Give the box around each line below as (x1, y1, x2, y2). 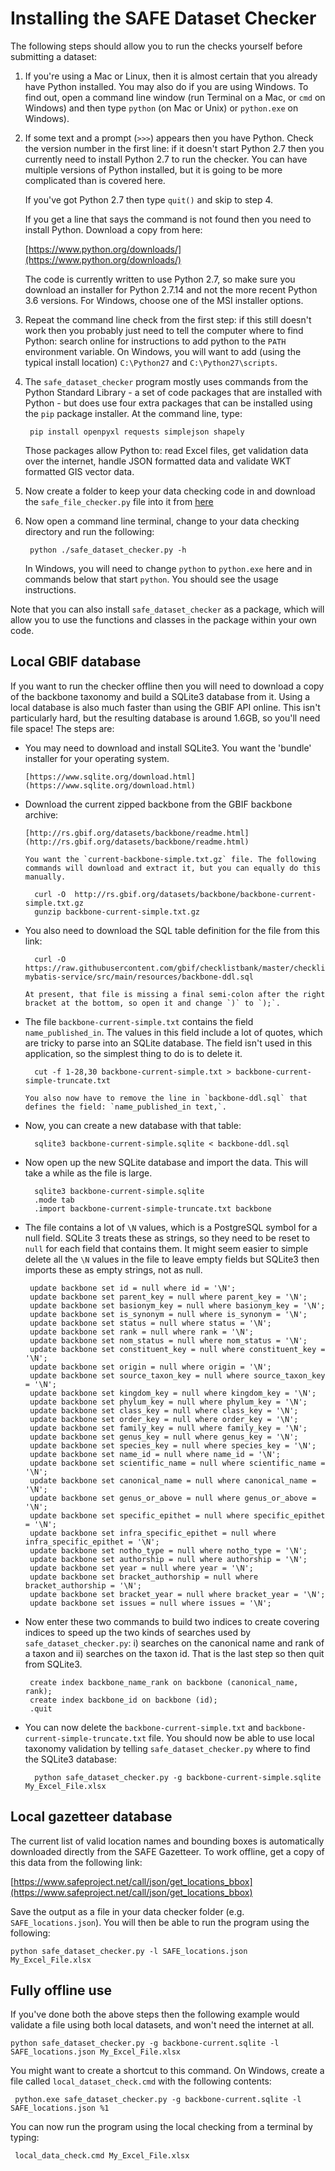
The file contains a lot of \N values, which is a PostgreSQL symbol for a (24, 1221, 318, 1233)
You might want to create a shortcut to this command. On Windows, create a (10, 2065, 325, 2077)
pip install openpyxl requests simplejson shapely (29, 427, 245, 437)
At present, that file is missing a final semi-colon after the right (24, 989, 326, 999)
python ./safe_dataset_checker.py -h (29, 545, 187, 555)
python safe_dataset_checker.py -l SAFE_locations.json (10, 1946, 248, 1956)
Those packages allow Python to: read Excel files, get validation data (24, 444, 309, 456)
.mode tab (34, 1195, 75, 1205)
